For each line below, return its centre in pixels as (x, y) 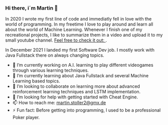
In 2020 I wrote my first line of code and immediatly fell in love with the (78, 19)
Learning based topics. (36, 81)
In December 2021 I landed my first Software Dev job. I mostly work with (80, 50)
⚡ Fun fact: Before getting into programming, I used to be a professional (87, 110)
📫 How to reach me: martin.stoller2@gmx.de (59, 103)
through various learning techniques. (51, 70)
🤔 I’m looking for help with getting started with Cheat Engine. (75, 97)
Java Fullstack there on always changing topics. (55, 55)
